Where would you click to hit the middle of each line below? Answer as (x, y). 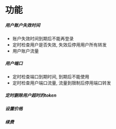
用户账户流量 (25, 51)
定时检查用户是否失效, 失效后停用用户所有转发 (59, 45)
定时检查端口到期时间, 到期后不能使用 (51, 77)
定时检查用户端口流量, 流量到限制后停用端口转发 (61, 83)
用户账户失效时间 (23, 25)
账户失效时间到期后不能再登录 (43, 39)
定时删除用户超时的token (31, 95)
